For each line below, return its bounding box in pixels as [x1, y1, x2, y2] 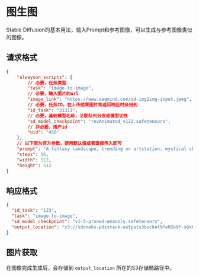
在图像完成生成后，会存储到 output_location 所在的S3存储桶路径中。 [6, 265, 175, 272]
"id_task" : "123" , [11, 208, 57, 214]
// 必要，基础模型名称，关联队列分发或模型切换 [27, 113, 129, 119]
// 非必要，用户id [27, 124, 68, 130]
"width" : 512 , [17, 157, 52, 163]
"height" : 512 [17, 163, 52, 168]
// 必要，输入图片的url [27, 91, 79, 97]
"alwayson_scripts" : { [17, 74, 73, 80]
